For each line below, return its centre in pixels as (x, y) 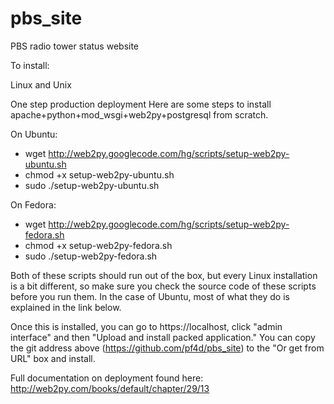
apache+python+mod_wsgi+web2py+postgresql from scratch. (139, 114)
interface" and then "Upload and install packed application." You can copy (163, 337)
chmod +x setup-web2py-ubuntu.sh (99, 174)
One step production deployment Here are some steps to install (141, 104)
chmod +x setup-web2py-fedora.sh (98, 245)
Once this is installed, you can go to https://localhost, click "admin (146, 326)
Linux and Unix (41, 84)
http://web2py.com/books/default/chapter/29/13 (110, 388)
